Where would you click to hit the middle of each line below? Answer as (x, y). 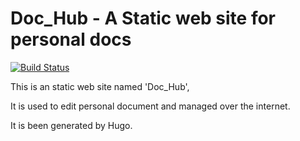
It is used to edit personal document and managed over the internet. (150, 106)
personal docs (71, 39)
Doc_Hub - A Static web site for (143, 18)
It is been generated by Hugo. (71, 125)
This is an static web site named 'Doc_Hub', (100, 86)
